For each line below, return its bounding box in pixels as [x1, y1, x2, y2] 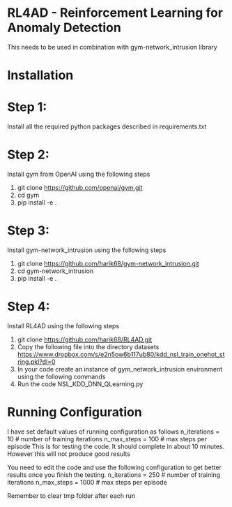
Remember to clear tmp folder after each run [7, 491, 136, 500]
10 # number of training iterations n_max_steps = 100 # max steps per [7, 434, 208, 443]
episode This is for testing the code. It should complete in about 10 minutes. [7, 442, 225, 450]
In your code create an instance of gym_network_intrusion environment [17, 365, 223, 373]
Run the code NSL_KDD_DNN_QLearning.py [17, 379, 144, 388]
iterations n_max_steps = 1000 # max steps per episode [7, 478, 167, 486]
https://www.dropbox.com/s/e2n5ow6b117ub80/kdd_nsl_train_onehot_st [17, 350, 225, 358]
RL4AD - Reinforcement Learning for [7, 5, 224, 21]
